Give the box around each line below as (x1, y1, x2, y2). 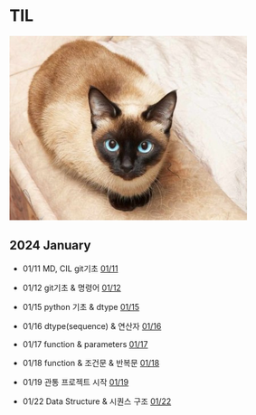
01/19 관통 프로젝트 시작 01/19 (22, 376, 129, 387)
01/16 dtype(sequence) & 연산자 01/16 (22, 320, 162, 331)
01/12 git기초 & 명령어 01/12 (22, 282, 122, 293)
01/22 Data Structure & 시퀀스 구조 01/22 (22, 395, 172, 407)
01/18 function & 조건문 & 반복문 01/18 (22, 357, 160, 368)
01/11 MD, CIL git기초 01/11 (22, 263, 119, 274)
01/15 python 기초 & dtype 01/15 (22, 301, 140, 312)
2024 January (9, 238, 91, 253)
